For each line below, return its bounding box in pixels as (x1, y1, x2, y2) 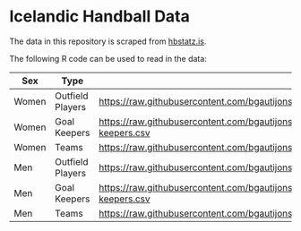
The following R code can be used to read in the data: (9, 53, 208, 64)
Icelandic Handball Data (9, 6, 190, 27)
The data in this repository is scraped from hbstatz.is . (9, 36, 207, 47)
